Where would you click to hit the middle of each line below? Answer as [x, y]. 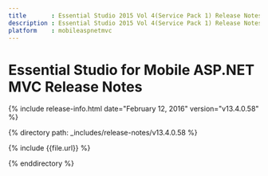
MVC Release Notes [75, 86]
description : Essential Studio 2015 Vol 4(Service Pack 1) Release [124, 23]
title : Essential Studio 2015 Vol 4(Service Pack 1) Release [124, 16]
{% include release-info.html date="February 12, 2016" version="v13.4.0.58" [134, 109]
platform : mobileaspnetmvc [60, 30]
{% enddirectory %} [41, 163]
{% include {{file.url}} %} [49, 148]
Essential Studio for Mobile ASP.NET [132, 70]
